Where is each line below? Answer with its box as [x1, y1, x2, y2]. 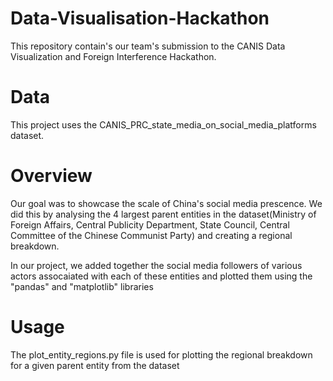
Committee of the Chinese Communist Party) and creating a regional [10, 229, 293, 241]
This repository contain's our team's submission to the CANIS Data [10, 40, 286, 52]
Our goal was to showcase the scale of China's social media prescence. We [10, 197, 323, 209]
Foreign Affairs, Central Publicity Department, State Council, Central [10, 218, 290, 231]
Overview [10, 165, 93, 187]
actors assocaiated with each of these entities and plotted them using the [10, 270, 313, 282]
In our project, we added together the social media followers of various [10, 259, 303, 271]
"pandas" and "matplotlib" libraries [10, 280, 154, 292]
